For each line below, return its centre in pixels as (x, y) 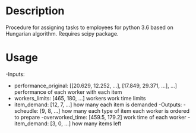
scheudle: (26, 110)
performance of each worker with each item (68, 92)
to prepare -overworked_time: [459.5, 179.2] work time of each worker (100, 117)
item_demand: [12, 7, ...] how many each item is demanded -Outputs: (98, 104)
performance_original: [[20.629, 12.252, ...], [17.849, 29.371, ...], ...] (96, 85)
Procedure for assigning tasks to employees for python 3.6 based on (89, 27)
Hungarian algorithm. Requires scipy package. (62, 33)
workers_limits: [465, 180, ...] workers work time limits (80, 98)
